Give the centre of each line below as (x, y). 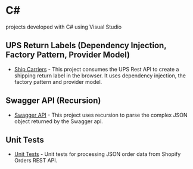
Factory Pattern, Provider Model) (68, 55)
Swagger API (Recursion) (53, 101)
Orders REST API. (36, 161)
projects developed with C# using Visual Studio (64, 27)
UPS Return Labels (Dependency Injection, (86, 46)
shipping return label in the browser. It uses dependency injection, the (100, 76)
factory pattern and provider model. (58, 82)
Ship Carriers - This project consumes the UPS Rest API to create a (96, 69)
